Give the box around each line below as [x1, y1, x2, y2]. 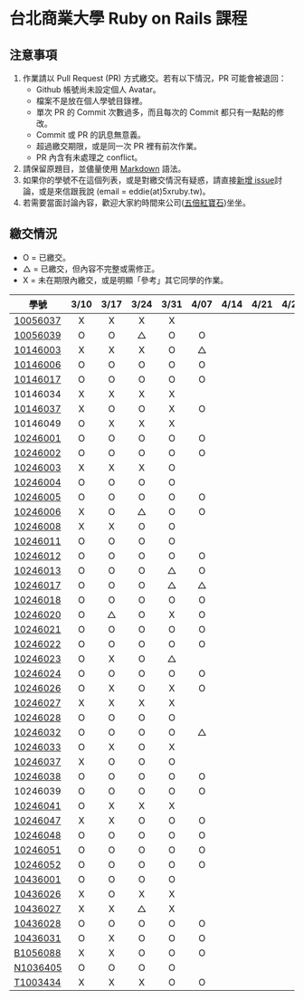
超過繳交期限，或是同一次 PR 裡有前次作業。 [35, 141, 202, 151]
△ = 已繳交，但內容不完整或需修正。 [22, 263, 160, 274]
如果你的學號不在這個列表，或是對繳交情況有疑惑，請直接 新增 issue [22, 175, 275, 186]
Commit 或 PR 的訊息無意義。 [35, 129, 147, 140]
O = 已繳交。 [22, 252, 71, 262]
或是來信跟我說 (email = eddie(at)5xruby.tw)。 [38, 186, 211, 196]
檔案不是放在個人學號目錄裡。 [35, 96, 147, 106]
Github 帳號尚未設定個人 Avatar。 [35, 84, 161, 95]
